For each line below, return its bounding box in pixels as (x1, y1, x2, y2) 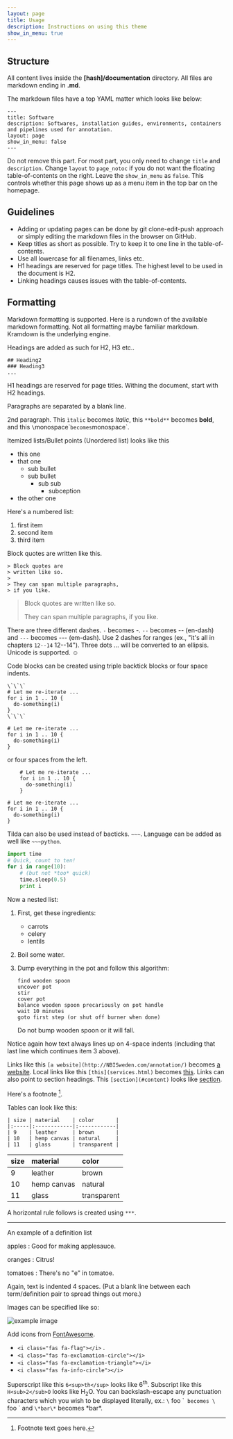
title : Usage (7, 17, 45, 24)
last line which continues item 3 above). (7, 1046, 121, 1055)
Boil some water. (17, 950, 65, 959)
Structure (7, 55, 50, 67)
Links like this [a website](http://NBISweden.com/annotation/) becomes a (7, 1060, 221, 1069)
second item (17, 528, 53, 536)
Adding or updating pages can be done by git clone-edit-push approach (17, 224, 224, 233)
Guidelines (7, 206, 55, 218)
